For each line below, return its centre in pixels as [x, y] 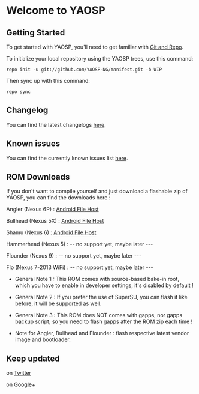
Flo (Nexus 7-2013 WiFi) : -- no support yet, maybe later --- [80, 267]
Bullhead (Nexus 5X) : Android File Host [55, 221]
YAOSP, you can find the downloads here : [58, 198]
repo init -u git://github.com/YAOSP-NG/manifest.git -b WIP [84, 70]
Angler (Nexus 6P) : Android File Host [52, 209]
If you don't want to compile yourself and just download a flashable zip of [97, 191]
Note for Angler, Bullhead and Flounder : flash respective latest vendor [102, 333]
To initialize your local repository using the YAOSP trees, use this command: [100, 59]
